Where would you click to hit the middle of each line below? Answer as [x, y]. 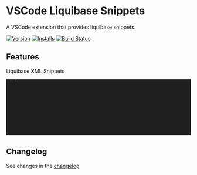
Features [23, 57]
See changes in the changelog [43, 166]
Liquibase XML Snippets [35, 71]
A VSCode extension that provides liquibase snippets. [71, 27]
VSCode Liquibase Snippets [76, 11]
